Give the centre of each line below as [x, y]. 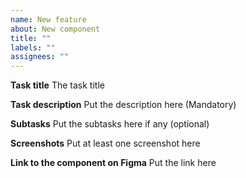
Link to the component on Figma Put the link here [113, 163]
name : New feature [48, 19]
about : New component [55, 29]
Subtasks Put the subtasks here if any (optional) [110, 124]
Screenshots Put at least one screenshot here [105, 143]
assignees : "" [40, 57]
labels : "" [33, 47]
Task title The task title [57, 85]
